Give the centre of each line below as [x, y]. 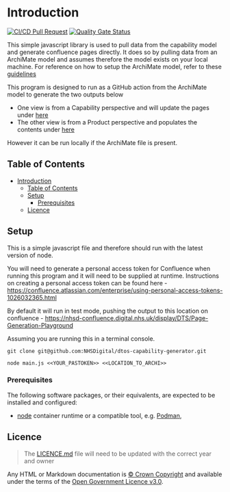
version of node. [30, 255]
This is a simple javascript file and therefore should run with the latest [105, 248]
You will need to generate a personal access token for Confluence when [109, 268]
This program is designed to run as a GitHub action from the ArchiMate [107, 87]
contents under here [46, 129]
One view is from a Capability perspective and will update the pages [113, 107]
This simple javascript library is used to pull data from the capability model [112, 44]
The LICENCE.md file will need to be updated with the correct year [118, 454]
